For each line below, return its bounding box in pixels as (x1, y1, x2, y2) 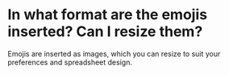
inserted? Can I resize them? (7, 22, 203, 41)
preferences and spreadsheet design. (7, 57, 132, 67)
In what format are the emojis (7, 6, 207, 24)
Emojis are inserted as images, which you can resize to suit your (7, 49, 221, 58)
